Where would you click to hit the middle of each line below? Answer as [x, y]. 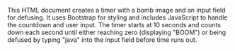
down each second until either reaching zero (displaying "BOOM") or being [117, 32]
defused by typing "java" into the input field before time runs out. [102, 40]
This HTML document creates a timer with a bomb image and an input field [116, 10]
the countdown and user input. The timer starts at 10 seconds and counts [114, 25]
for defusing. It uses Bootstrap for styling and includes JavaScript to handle [117, 17]
